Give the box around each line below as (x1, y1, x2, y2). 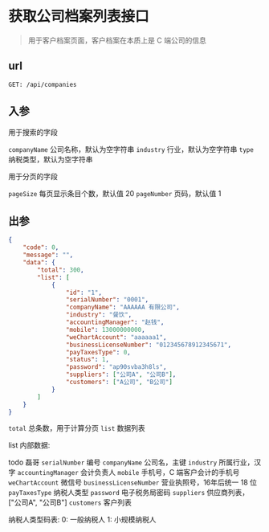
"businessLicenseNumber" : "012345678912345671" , (65, 341, 231, 349)
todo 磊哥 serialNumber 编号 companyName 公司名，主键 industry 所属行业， (8, 457, 255, 467)
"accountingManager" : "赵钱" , (65, 318, 165, 326)
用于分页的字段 (8, 171, 58, 181)
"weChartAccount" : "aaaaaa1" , (65, 333, 167, 342)
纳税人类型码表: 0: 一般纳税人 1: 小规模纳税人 (8, 515, 157, 525)
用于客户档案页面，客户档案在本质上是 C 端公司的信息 (27, 35, 206, 45)
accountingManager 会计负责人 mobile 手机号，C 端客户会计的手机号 (17, 468, 240, 477)
